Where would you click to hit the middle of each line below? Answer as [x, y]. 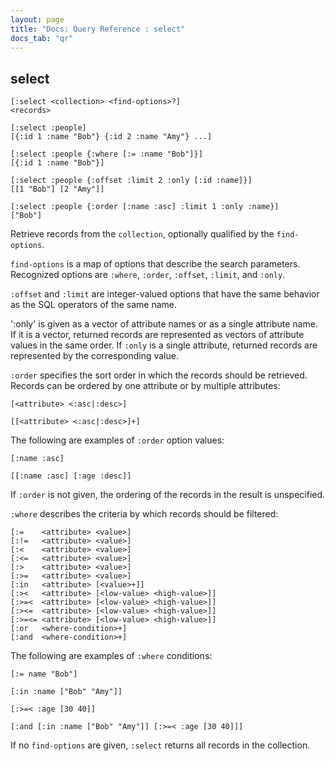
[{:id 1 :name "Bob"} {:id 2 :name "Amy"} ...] [111, 137]
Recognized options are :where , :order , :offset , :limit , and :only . [148, 275]
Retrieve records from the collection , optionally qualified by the [142, 234]
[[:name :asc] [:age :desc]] [71, 476]
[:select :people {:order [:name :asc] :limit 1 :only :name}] [145, 207]
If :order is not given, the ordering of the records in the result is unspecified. [168, 495]
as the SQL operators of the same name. [94, 305]
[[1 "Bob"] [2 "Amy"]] [57, 189]
